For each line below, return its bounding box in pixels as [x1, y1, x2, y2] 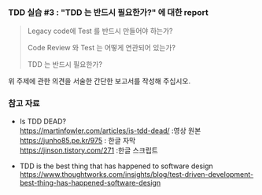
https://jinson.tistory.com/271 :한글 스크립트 [19, 145, 159, 155]
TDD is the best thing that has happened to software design [19, 161, 214, 171]
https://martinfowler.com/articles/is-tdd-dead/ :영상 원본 [19, 126, 201, 135]
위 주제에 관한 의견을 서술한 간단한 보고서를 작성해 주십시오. [8, 76, 191, 86]
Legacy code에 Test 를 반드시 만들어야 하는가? [27, 26, 173, 36]
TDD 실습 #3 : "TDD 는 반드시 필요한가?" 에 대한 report [8, 6, 208, 17]
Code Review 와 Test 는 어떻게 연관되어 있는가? [27, 43, 175, 53]
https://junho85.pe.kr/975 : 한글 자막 [19, 135, 136, 145]
